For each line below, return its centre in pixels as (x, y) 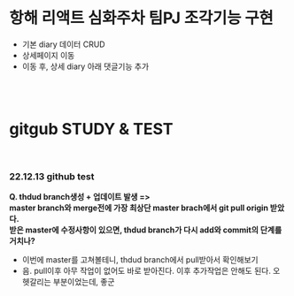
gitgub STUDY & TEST (92, 129)
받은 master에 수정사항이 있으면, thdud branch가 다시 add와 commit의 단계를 (146, 230)
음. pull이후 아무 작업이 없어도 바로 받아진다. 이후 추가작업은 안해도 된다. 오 (151, 271)
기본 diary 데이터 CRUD (63, 44)
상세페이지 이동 (48, 55)
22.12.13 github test (52, 176)
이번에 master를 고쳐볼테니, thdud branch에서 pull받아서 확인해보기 (140, 260)
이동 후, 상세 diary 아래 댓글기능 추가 (85, 66)
